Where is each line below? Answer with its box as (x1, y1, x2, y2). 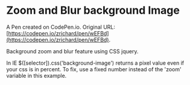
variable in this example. (6, 72, 67, 79)
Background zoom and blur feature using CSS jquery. (6, 47, 139, 54)
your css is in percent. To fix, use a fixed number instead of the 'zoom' (6, 65, 182, 72)
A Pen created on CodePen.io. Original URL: (6, 23, 116, 31)
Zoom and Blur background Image (6, 4, 180, 17)
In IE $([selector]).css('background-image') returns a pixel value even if (6, 59, 185, 66)
